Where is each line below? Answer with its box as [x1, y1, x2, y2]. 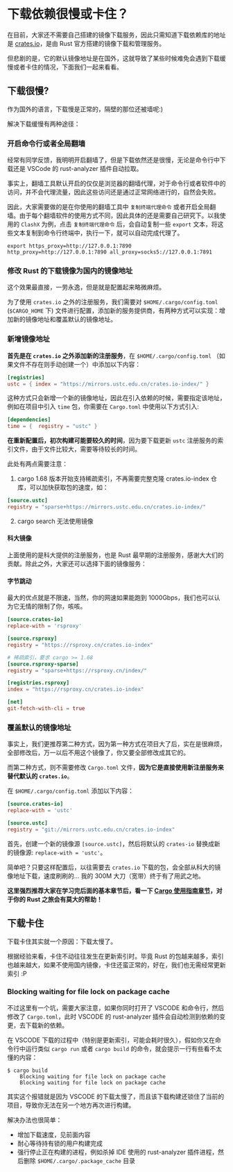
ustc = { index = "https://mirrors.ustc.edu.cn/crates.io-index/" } [7, 380, 209, 388]
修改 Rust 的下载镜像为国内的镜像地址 [7, 265, 133, 275]
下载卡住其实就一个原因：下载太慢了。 [7, 937, 116, 946]
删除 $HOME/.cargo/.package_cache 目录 [23, 1156, 135, 1164]
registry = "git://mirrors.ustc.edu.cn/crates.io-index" [7, 826, 175, 833]
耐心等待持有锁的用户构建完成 [17, 1139, 103, 1147]
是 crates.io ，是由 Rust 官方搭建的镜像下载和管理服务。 [7, 39, 166, 47]
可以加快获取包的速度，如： [29, 484, 109, 492]
